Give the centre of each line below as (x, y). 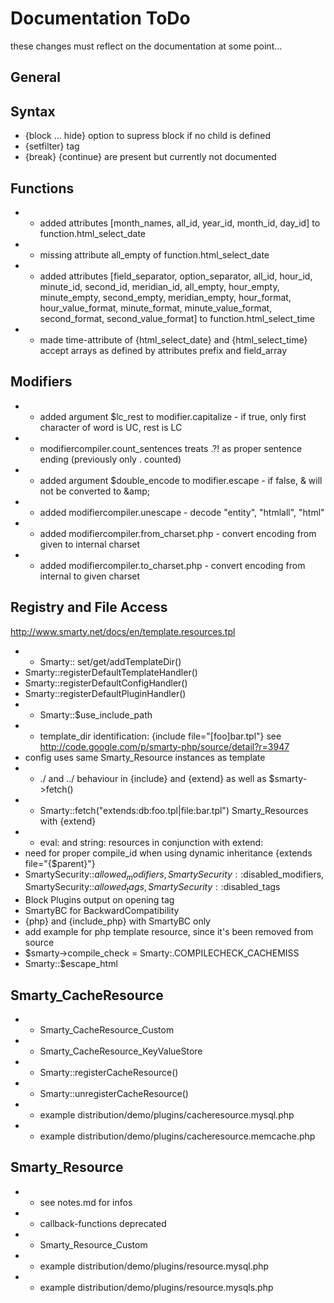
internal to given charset (90, 576)
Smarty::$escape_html (71, 964)
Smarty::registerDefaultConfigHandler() (106, 683)
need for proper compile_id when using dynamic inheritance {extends (168, 853)
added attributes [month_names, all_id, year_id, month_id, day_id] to (180, 223)
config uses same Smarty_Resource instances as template (145, 757)
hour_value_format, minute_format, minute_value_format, (156, 308)
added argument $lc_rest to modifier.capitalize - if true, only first (173, 416)
